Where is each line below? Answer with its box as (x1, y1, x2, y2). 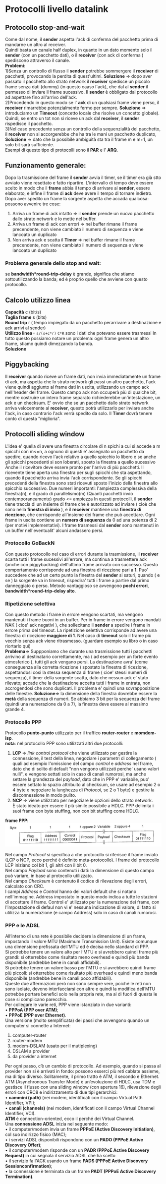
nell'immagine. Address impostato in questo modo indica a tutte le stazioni (5, 893, 157, 899)
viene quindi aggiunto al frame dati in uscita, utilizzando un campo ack (5, 384, 150, 390)
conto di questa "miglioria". (5, 415, 61, 421)
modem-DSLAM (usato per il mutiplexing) (12, 1043, 98, 1049)
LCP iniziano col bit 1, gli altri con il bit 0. (5, 862, 87, 868)
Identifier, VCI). (5, 1111, 36, 1117)
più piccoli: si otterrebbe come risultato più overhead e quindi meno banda (5, 970, 158, 976)
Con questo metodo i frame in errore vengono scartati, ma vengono (5, 611, 143, 618)
